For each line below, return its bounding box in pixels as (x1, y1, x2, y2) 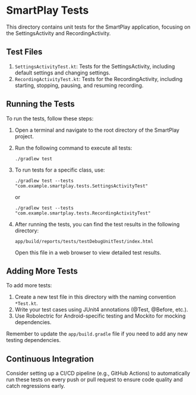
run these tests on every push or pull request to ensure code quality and (6, 376, 183, 383)
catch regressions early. (6, 382, 65, 390)
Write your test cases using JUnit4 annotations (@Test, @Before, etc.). (14, 306, 188, 313)
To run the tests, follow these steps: (6, 114, 94, 122)
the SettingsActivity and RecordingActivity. (6, 29, 111, 36)
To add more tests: (6, 282, 52, 289)
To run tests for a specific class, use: (14, 166, 105, 173)
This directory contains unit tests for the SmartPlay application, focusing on (6, 23, 191, 30)
